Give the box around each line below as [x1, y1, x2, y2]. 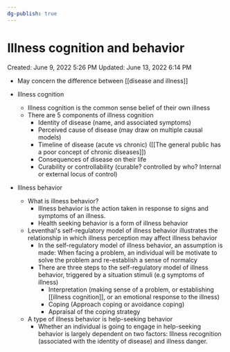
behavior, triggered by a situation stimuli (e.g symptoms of [37, 270, 204, 278]
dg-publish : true [7, 10, 57, 17]
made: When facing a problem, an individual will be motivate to [37, 248, 218, 257]
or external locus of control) [37, 169, 118, 178]
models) [37, 133, 62, 141]
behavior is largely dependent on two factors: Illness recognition [37, 329, 222, 337]
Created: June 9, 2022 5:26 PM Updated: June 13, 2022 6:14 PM [7, 63, 192, 72]
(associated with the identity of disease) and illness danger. [37, 337, 208, 345]
